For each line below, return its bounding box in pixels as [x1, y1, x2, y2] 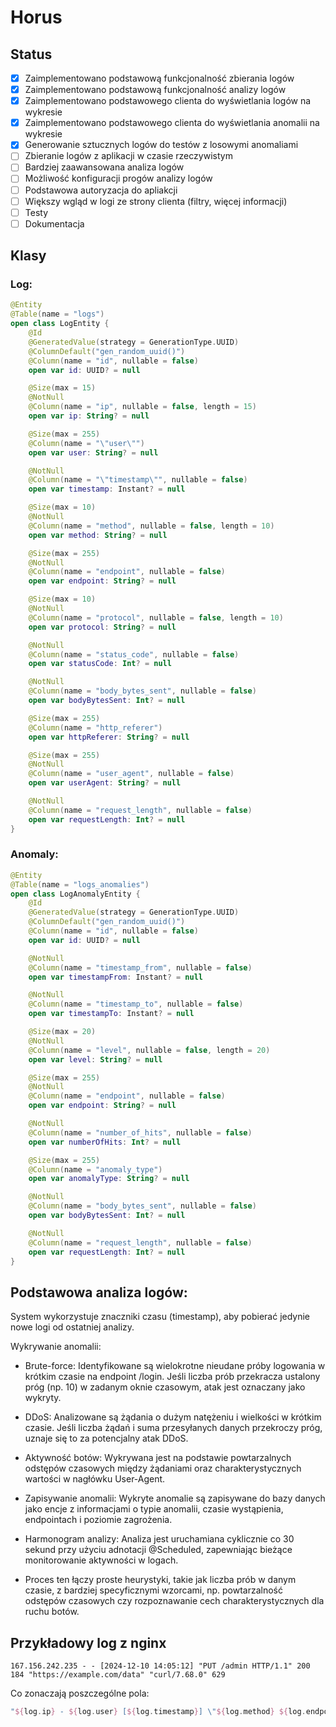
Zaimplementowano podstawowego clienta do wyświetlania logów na [24, 95, 312, 107]
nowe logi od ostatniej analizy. [10, 1321, 135, 1333]
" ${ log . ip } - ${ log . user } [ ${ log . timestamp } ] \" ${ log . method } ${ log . [10, 1707, 307, 1717]
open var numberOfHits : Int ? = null [28, 1137, 182, 1147]
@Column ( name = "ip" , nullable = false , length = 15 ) [28, 402, 257, 412]
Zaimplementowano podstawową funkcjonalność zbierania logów [24, 72, 295, 84]
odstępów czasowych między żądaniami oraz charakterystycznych [24, 1462, 302, 1475]
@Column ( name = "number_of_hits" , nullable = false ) [28, 1127, 253, 1138]
